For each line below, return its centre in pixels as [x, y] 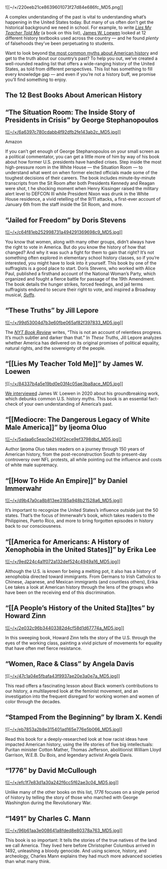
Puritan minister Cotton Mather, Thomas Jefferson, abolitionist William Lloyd [83, 749]
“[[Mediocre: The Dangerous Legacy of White [78, 420]
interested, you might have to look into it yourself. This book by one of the [81, 263]
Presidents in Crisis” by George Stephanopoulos [82, 120]
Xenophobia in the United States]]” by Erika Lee [81, 549]
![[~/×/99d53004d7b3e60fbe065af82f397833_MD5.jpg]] [64, 322]
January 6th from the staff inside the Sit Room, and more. [64, 205]
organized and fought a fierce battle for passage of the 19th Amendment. [80, 279]
